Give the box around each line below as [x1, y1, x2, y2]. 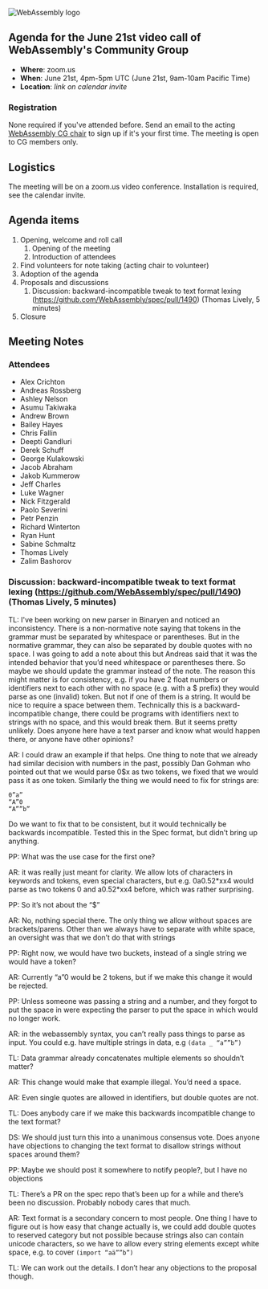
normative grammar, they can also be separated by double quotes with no [8, 640, 253, 650]
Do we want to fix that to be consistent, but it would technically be [8, 819, 227, 829]
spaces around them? [8, 1149, 80, 1159]
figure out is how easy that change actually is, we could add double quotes [8, 1222, 257, 1231]
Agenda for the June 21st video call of [8, 31, 201, 44]
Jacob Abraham [19, 463, 74, 472]
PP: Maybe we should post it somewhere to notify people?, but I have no [8, 1165, 248, 1174]
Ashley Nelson [19, 394, 68, 404]
